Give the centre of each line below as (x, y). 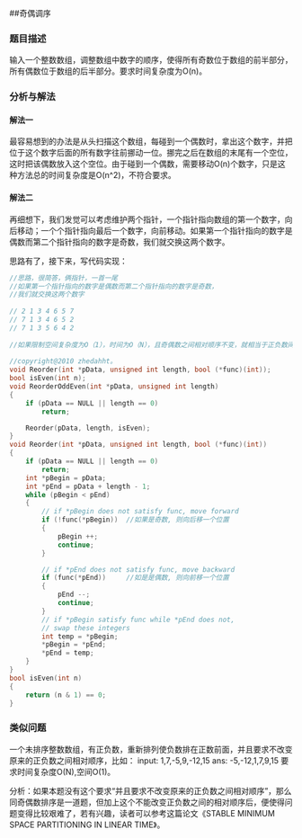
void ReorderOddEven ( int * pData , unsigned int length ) (114, 387)
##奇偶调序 (30, 13)
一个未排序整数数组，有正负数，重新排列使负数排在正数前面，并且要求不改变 (151, 749)
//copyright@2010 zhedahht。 (63, 361)
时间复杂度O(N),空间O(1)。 (66, 771)
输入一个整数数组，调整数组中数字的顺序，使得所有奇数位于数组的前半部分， (151, 60)
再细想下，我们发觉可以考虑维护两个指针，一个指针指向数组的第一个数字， (147, 219)
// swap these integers (86, 628)
